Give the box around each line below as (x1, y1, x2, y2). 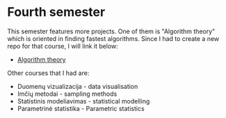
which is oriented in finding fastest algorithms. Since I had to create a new (7, 34, 220, 42)
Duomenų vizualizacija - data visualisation (17, 82, 138, 90)
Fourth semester (7, 4, 106, 20)
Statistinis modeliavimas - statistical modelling (17, 96, 150, 105)
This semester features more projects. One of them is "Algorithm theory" (7, 27, 216, 35)
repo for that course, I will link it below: (7, 42, 118, 50)
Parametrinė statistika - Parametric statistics (17, 104, 145, 112)
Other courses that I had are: (7, 69, 90, 77)
